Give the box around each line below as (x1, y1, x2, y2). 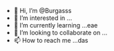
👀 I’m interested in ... (13, 14, 73, 22)
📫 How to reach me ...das (13, 37, 88, 44)
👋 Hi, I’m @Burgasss (13, 7, 72, 14)
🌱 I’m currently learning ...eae (13, 21, 98, 29)
